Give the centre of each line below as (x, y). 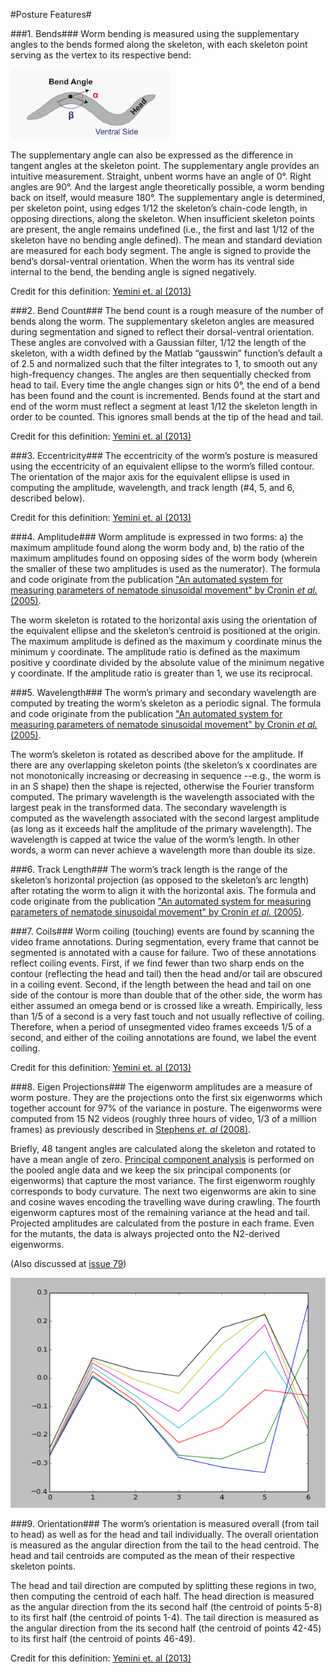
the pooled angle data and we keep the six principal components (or (151, 1170)
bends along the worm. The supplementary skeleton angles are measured (162, 321)
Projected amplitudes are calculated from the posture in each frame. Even (162, 1223)
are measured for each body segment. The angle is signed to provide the (161, 250)
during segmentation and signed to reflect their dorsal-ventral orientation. (162, 332)
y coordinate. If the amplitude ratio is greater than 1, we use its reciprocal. (161, 673)
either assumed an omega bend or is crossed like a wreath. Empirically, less (166, 1005)
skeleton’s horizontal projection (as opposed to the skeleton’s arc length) (160, 880)
